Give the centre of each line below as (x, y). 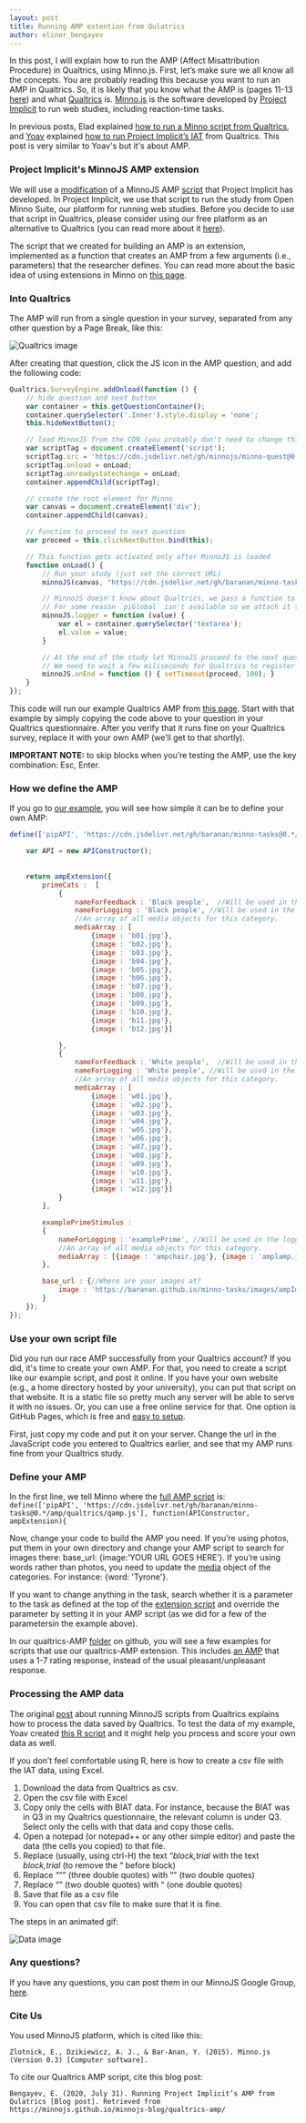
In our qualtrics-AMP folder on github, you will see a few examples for (140, 1641)
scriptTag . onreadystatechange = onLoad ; (103, 473)
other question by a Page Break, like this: (86, 328)
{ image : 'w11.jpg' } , (132, 1181)
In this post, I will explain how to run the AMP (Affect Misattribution (134, 61)
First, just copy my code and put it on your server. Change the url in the (143, 1434)
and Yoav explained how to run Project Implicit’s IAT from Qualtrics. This (145, 137)
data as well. (33, 1742)
